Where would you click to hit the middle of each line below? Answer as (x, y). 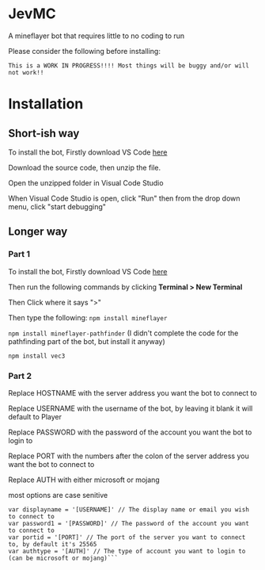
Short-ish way (44, 133)
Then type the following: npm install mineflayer (88, 317)
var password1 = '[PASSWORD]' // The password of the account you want (129, 523)
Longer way (38, 232)
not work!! (26, 72)
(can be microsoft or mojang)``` (63, 558)
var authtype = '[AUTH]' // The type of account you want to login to (127, 551)
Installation (46, 104)
